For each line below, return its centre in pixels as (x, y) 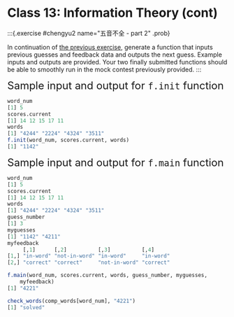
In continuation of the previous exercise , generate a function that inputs (110, 47)
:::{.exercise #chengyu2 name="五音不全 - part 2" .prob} (89, 33)
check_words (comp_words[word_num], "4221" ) (72, 301)
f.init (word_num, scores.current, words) (68, 140)
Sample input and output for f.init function (116, 85)
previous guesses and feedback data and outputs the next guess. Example (115, 55)
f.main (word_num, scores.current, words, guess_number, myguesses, (108, 275)
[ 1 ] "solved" (26, 307)
